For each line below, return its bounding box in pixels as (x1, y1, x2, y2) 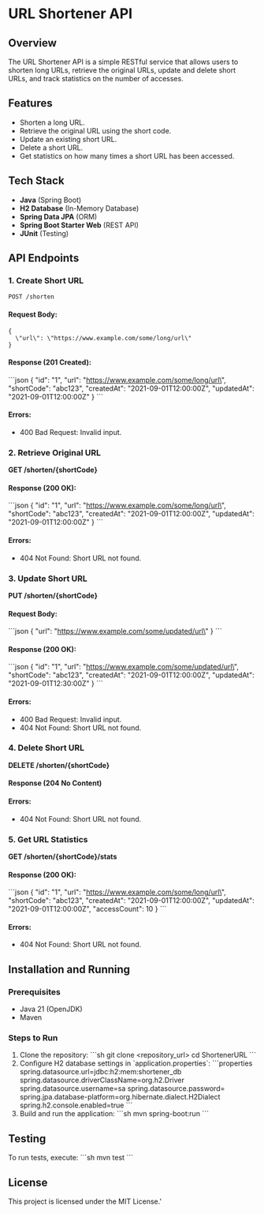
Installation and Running (8, 962, 131, 976)
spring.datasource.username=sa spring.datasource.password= (19, 1084, 225, 1093)
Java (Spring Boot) (19, 195, 82, 204)
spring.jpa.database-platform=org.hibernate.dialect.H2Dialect (19, 1092, 221, 1102)
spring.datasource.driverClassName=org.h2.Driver (19, 1075, 185, 1085)
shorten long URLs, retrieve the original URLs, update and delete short (8, 66, 236, 75)
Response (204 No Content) (8, 778, 102, 788)
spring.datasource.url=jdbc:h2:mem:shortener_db (19, 1067, 182, 1077)
